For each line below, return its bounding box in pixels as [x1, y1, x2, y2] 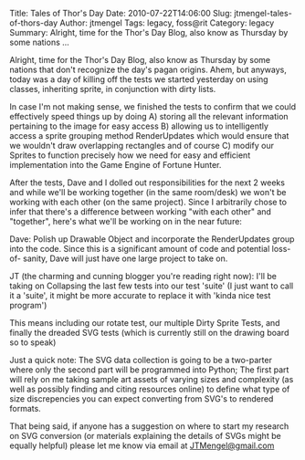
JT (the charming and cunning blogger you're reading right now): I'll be [9, 271, 277, 281]
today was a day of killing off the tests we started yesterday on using [9, 74, 268, 85]
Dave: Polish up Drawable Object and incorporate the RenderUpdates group [9, 234, 295, 245]
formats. [9, 403, 41, 413]
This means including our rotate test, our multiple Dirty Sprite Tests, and [9, 318, 280, 328]
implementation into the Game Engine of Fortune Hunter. [9, 160, 222, 170]
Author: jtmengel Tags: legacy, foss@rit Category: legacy [59, 17, 275, 28]
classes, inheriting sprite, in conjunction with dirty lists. [9, 84, 216, 94]
